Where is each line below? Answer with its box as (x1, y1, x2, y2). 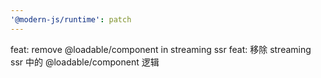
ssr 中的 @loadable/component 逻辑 (10, 56, 160, 68)
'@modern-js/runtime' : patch (10, 14, 132, 25)
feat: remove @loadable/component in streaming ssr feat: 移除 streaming (10, 43, 312, 55)
